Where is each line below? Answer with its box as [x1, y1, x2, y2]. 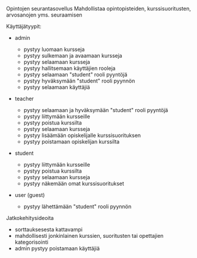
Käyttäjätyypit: [6, 23, 42, 30]
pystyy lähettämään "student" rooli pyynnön [23, 203, 132, 210]
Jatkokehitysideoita [6, 215, 54, 221]
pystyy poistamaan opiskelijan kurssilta [23, 138, 120, 145]
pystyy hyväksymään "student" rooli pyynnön [23, 77, 135, 84]
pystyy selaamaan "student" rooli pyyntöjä [23, 71, 128, 78]
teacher [14, 95, 34, 102]
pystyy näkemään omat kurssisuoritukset [23, 180, 125, 187]
